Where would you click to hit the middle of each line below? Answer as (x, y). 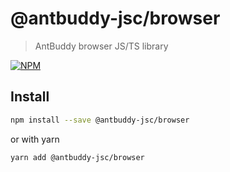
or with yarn (35, 139)
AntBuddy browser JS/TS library (101, 46)
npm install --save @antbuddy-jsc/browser (100, 120)
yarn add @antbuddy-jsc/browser (77, 157)
